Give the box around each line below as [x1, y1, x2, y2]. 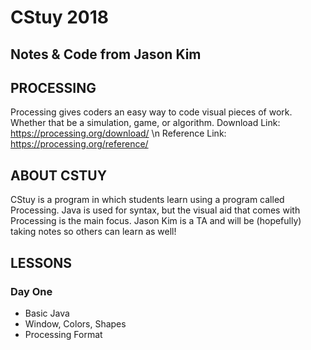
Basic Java [24, 307, 70, 319]
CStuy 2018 [10, 6, 110, 29]
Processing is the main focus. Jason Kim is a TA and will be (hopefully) [10, 215, 302, 227]
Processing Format [24, 328, 103, 340]
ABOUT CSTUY [10, 167, 107, 184]
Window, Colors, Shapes [24, 317, 127, 330]
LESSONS [10, 254, 73, 271]
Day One [10, 284, 53, 298]
